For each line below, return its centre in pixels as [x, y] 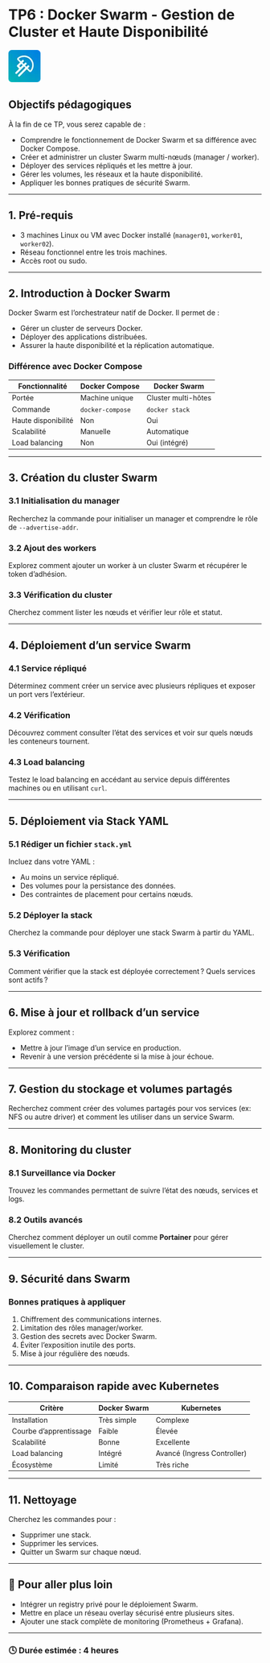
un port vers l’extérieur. [47, 694]
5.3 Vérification [39, 954]
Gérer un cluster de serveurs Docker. [81, 329]
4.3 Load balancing [47, 762]
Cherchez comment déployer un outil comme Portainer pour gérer [119, 1238]
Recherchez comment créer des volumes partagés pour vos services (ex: [130, 1109]
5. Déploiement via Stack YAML [88, 821]
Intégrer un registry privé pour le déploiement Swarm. [109, 1604]
